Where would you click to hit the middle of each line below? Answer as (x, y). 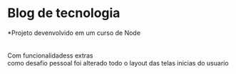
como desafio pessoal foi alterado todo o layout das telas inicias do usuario (118, 63)
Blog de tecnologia (64, 13)
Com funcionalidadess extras (51, 55)
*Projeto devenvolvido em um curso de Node (74, 33)
